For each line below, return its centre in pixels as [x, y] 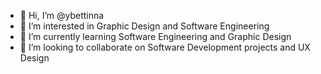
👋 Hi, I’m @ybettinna [62, 15]
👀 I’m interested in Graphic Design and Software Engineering [144, 26]
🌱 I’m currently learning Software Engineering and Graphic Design [155, 36]
